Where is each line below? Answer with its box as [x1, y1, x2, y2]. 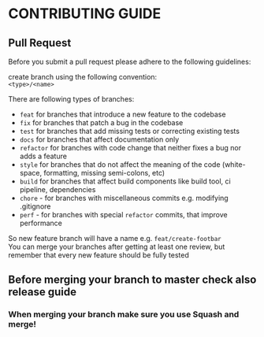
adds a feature [19, 151, 67, 161]
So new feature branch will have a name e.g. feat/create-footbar [8, 234, 222, 243]
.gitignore [19, 202, 51, 211]
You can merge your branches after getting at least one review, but [8, 242, 225, 251]
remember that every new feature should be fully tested [8, 250, 189, 260]
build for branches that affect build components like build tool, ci [19, 176, 231, 186]
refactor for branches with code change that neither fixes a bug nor [19, 143, 242, 152]
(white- [221, 160, 246, 169]
